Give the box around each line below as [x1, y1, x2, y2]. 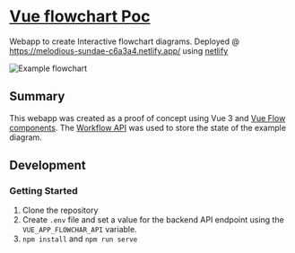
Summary [9, 89, 65, 104]
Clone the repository [22, 205, 99, 216]
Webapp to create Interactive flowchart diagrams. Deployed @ [9, 36, 240, 47]
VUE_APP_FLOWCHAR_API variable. [22, 224, 137, 235]
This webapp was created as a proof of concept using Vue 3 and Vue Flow [9, 112, 286, 123]
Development [9, 158, 87, 173]
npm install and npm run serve [22, 233, 138, 244]
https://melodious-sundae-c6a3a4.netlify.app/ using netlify [9, 45, 229, 56]
